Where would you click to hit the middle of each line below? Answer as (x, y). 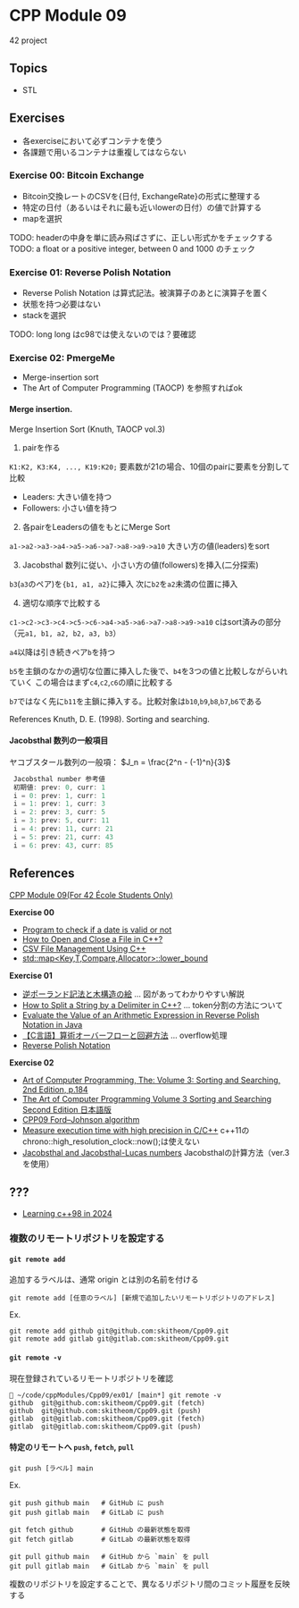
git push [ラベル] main (51, 1468)
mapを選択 (42, 218)
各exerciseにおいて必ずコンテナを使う (92, 140)
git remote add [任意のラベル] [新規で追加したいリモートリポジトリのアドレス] (142, 1298)
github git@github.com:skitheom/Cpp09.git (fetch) (107, 1403)
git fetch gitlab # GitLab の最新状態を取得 (100, 1539)
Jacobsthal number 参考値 (59, 779)
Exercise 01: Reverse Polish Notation (90, 272)
